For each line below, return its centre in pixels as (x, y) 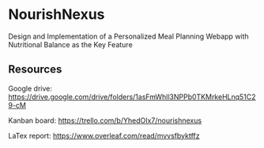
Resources (35, 70)
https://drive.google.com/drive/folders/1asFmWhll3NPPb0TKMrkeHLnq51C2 (132, 97)
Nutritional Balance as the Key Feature (70, 44)
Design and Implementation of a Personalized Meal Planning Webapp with (128, 36)
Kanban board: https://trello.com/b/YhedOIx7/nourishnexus (105, 120)
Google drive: (30, 88)
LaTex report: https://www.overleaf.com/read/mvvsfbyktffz (104, 135)
